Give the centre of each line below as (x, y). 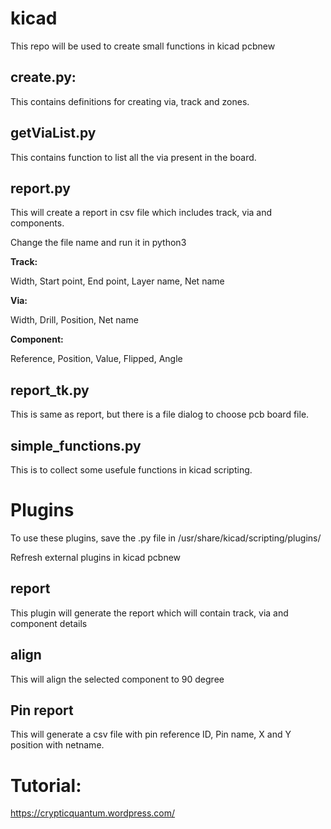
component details (49, 623)
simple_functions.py (76, 445)
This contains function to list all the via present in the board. (133, 157)
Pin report (42, 710)
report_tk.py (50, 390)
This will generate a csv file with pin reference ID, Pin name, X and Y (151, 734)
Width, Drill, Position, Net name (74, 320)
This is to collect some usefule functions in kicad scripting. (131, 470)
